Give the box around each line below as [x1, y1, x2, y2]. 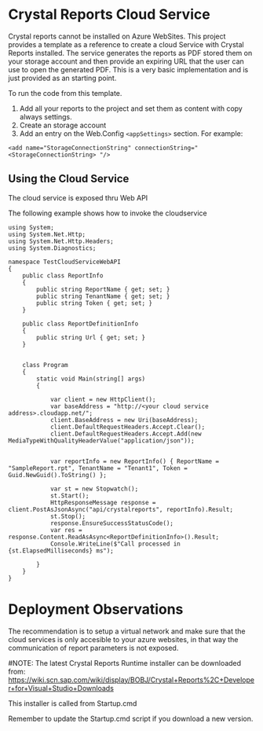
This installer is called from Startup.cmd [8, 698, 137, 708]
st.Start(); [49, 491, 89, 500]
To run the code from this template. [8, 88, 122, 97]
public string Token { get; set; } [36, 299, 153, 307]
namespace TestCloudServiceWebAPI [8, 258, 122, 266]
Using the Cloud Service [8, 172, 130, 186]
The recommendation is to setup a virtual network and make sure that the [8, 626, 246, 636]
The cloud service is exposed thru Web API [8, 193, 148, 202]
